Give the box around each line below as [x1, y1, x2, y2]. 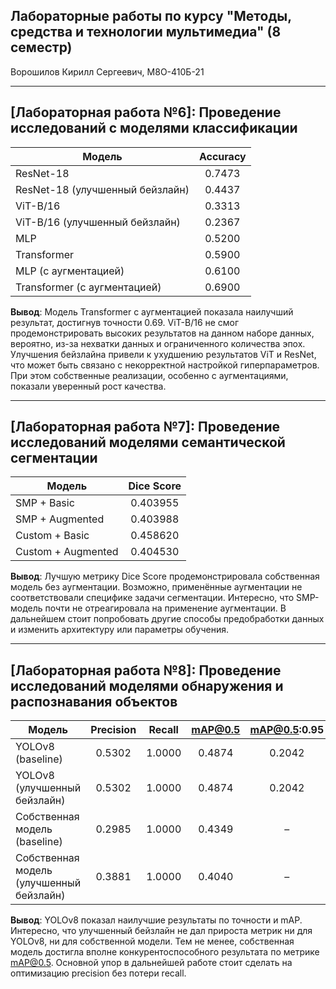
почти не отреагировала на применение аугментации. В [44, 602, 287, 614]
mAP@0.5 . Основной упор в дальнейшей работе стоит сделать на [10, 957, 293, 969]
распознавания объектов [10, 693, 178, 710]
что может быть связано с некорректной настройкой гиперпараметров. [10, 359, 320, 371]
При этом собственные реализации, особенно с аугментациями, [10, 369, 289, 381]
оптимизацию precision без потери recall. [10, 967, 187, 979]
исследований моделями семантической [10, 434, 286, 451]
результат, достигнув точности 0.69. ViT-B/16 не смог [10, 316, 240, 328]
